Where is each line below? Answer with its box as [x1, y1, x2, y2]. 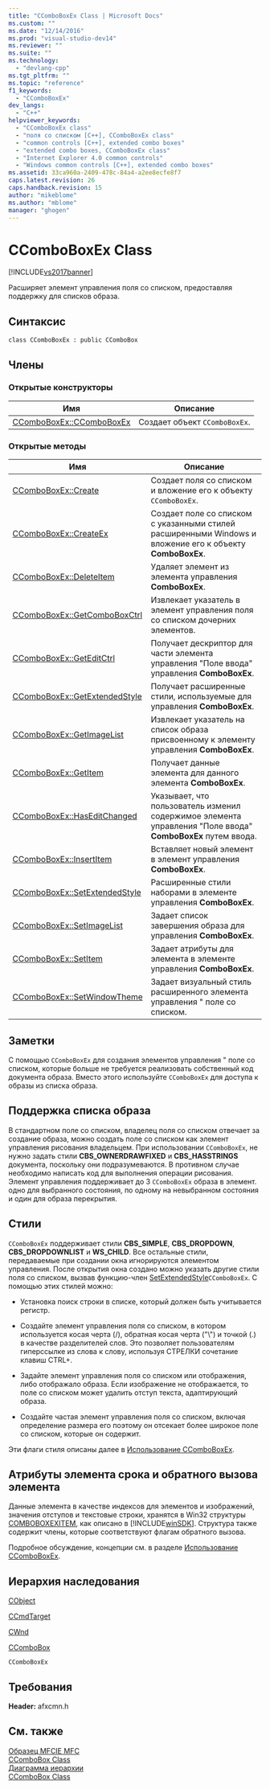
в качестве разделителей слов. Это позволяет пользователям [19, 1338, 235, 1348]
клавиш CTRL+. [19, 1355, 73, 1364]
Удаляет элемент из [150, 561, 230, 572]
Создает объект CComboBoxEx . [137, 416, 251, 427]
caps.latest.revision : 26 [8, 176, 95, 185]
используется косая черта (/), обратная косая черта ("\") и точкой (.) [19, 1329, 257, 1339]
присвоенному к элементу [150, 734, 256, 745]
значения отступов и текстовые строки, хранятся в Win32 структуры [8, 1510, 247, 1520]
